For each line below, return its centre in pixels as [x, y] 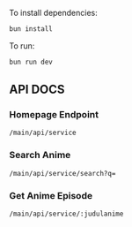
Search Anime [40, 155]
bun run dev [31, 62]
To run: [22, 45]
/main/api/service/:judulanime [66, 214]
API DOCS [37, 90]
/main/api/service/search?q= [62, 173]
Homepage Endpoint [54, 115]
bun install [31, 29]
